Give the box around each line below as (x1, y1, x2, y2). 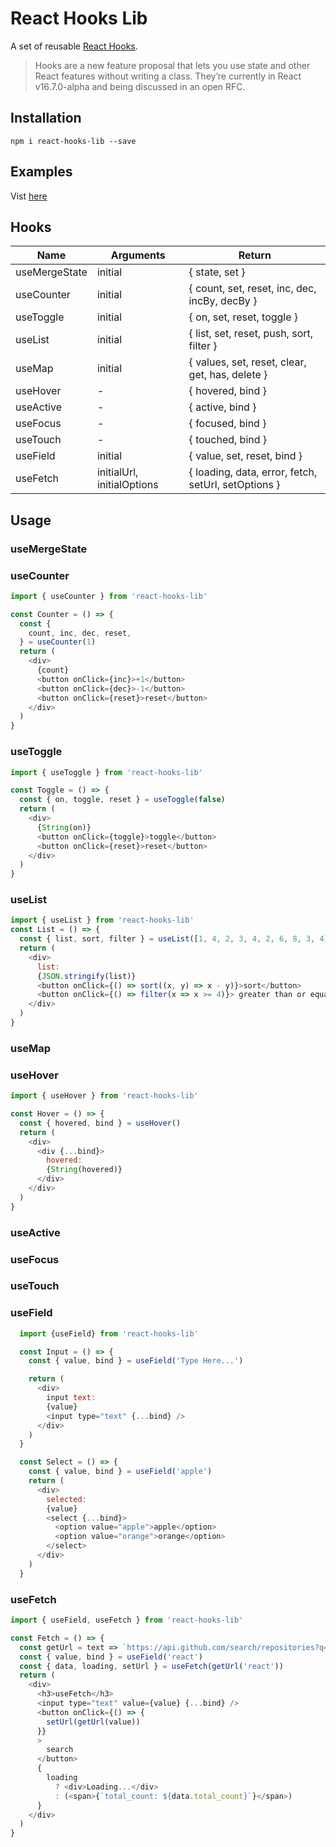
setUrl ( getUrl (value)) (46, 1717, 141, 1727)
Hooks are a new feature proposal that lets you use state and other (34, 59, 311, 71)
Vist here (10, 190, 48, 202)
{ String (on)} (36, 822, 92, 832)
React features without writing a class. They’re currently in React (34, 70, 302, 82)
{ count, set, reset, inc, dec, (188, 282, 317, 296)
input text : (46, 1393, 97, 1403)
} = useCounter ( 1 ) (19, 637, 97, 647)
